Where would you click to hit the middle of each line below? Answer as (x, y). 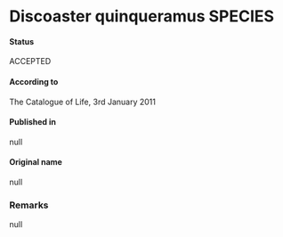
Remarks (29, 205)
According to (34, 81)
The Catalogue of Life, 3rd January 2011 (82, 102)
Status (22, 41)
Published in (32, 122)
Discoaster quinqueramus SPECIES (141, 16)
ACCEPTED (30, 61)
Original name (36, 162)
